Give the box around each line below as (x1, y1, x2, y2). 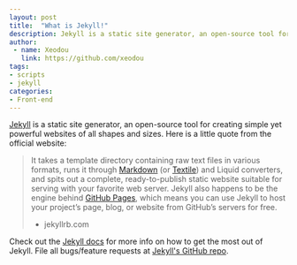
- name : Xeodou (12, 46, 69, 55)
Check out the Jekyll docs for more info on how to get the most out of (9, 236, 263, 247)
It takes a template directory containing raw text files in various (30, 155, 261, 166)
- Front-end (9, 95, 53, 104)
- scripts (9, 71, 46, 79)
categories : (9, 87, 53, 95)
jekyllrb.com (43, 219, 90, 230)
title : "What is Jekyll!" (9, 21, 109, 30)
